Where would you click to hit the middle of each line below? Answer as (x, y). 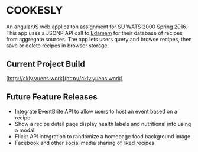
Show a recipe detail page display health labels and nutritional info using (103, 124)
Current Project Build (46, 64)
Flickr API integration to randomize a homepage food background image (103, 136)
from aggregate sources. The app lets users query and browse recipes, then (99, 39)
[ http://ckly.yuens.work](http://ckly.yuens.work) (64, 78)
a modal (25, 130)
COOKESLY (35, 10)
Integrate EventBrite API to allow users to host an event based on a (96, 111)
